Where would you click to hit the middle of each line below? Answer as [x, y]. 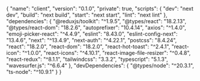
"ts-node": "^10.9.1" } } [34, 72]
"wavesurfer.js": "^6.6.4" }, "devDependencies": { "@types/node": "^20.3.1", [100, 66]
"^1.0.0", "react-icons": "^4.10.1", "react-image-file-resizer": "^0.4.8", [106, 53]
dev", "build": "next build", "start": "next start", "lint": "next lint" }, [87, 15]
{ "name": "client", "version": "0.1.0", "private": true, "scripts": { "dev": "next [100, 9]
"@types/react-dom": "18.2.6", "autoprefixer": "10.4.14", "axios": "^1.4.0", [96, 27]
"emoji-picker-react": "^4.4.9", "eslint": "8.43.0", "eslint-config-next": [92, 34]
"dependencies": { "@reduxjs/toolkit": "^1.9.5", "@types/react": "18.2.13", [96, 21]
